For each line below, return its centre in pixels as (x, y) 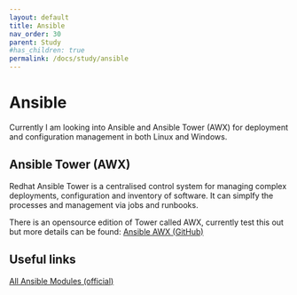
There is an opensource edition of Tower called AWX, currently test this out (146, 222)
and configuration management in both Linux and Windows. (118, 136)
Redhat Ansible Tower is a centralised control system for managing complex (148, 186)
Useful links (43, 260)
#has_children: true (47, 51)
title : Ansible (37, 26)
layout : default (39, 17)
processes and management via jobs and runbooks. (104, 204)
